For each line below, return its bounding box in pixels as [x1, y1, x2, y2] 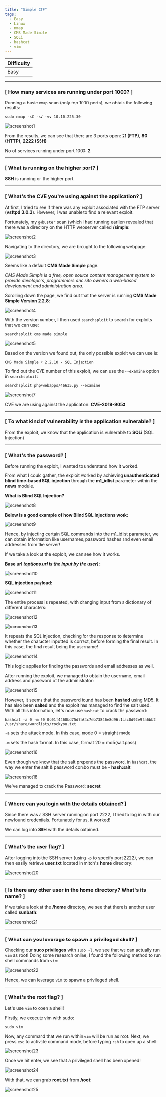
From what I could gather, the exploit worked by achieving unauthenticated [5, 472, 159, 478]
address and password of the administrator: [5, 678, 94, 684]
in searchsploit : [5, 373, 38, 379]
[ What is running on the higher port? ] [5, 164, 99, 171]
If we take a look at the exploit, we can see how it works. [5, 551, 120, 557]
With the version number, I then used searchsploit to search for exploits [5, 316, 152, 322]
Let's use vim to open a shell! [5, 1005, 64, 1011]
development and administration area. [5, 283, 83, 289]
